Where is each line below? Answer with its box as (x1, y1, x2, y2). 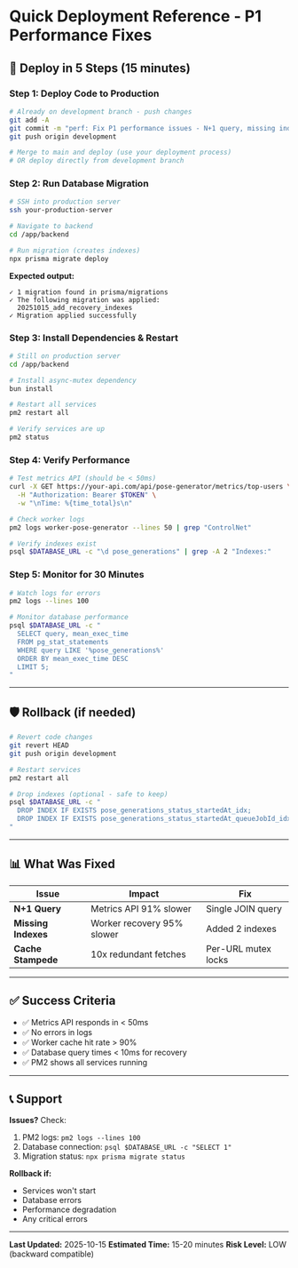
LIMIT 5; (17, 662, 50, 672)
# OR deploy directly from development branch (9, 156, 184, 165)
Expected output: (9, 270, 75, 281)
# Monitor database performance (9, 613, 129, 622)
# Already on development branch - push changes (9, 107, 192, 116)
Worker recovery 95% (90, 917, 184, 929)
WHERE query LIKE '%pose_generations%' (17, 646, 165, 655)
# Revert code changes (9, 733, 93, 742)
